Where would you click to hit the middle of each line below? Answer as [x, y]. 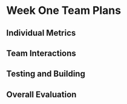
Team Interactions [41, 53]
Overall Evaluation [41, 94]
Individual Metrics [41, 33]
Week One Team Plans [64, 11]
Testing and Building [46, 74]
